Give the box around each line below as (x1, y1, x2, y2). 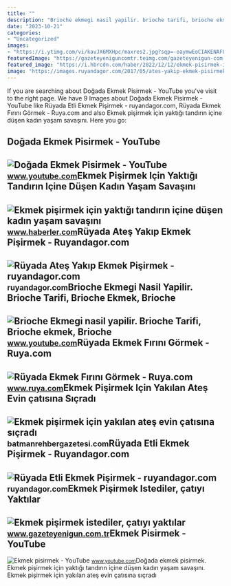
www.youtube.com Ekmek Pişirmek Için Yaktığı (7, 170, 198, 182)
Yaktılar (7, 493, 41, 505)
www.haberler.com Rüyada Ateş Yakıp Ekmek (7, 225, 191, 238)
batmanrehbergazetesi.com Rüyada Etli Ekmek (7, 438, 190, 450)
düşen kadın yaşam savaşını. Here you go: (7, 116, 127, 124)
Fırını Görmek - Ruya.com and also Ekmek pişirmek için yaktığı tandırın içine (7, 108, 222, 117)
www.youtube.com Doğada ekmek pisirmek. (91, 556, 206, 565)
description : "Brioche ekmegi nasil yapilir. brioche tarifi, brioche (7, 17, 214, 23)
